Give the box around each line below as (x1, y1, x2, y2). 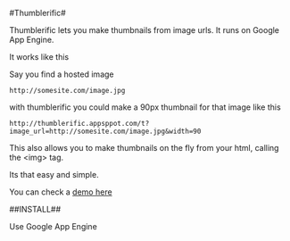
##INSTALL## (9, 204, 62, 214)
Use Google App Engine (9, 221, 98, 231)
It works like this (9, 52, 70, 62)
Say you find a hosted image (9, 69, 114, 79)
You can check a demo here (9, 187, 113, 197)
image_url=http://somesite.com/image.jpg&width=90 (9, 127, 202, 136)
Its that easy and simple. (9, 170, 100, 179)
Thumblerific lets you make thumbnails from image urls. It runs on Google (9, 25, 279, 35)
